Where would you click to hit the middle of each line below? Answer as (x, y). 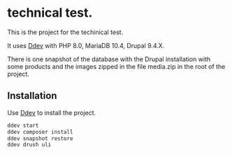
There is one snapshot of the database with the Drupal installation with (109, 59)
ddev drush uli (29, 145)
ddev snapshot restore (40, 138)
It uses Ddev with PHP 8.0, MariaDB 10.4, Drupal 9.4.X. (86, 45)
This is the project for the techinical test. (65, 32)
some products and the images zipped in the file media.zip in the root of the (116, 66)
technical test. (50, 13)
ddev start (23, 125)
